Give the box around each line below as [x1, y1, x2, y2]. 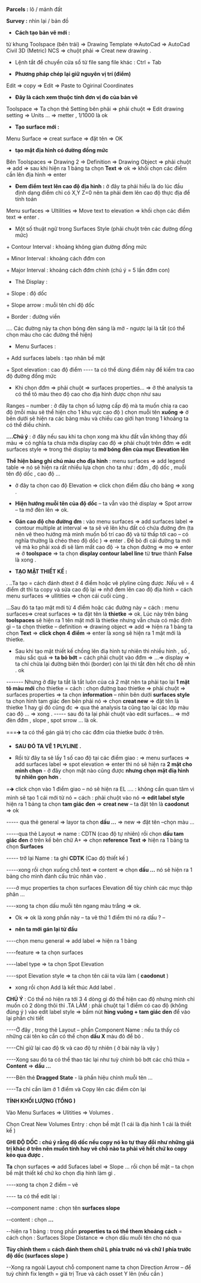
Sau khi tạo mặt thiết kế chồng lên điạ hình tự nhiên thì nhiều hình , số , [14, 648, 190, 655]
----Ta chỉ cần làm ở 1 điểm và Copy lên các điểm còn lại [6, 1086, 146, 1092]
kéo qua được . [6, 1151, 44, 1159]
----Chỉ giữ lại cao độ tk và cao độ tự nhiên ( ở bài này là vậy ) [6, 1044, 160, 1052]
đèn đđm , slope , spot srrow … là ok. [6, 717, 98, 724]
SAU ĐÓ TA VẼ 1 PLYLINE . [14, 743, 82, 750]
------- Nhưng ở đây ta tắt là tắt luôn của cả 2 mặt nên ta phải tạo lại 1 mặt [6, 678, 190, 685]
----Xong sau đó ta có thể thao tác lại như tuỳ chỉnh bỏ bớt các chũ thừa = [6, 1056, 190, 1063]
